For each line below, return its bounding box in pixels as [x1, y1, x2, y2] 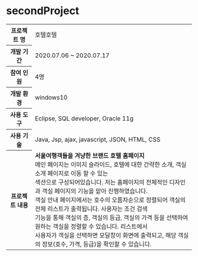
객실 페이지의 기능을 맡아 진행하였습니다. [42, 187, 148, 195]
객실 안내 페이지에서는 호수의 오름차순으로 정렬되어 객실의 [35, 196, 186, 204]
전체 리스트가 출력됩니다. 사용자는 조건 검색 [35, 205, 148, 213]
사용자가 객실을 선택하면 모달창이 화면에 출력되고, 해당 [35, 231, 177, 239]
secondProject [6, 4, 80, 18]
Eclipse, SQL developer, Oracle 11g [35, 114, 134, 122]
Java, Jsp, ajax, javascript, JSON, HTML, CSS [35, 135, 161, 143]
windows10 [35, 93, 68, 101]
